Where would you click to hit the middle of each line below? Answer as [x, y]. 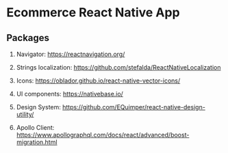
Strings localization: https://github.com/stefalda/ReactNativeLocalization [118, 67]
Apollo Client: [35, 127]
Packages [28, 38]
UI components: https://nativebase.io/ [70, 94]
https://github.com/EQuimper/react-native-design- [134, 107]
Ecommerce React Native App [93, 13]
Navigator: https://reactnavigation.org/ [71, 54]
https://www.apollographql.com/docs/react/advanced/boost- [103, 135]
